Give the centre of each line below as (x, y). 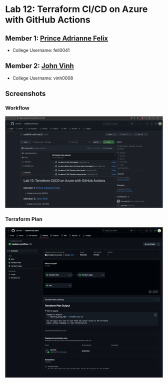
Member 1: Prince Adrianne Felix (57, 38)
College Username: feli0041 (41, 50)
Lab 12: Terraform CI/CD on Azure (76, 9)
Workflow (17, 108)
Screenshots (25, 94)
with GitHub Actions (48, 20)
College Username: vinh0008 (43, 78)
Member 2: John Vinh (39, 66)
